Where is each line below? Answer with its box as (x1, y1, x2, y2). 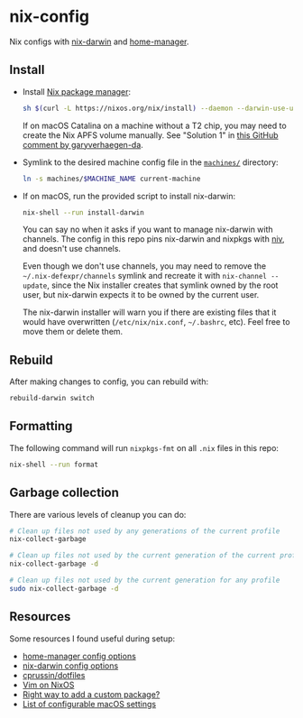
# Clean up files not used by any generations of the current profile (9, 526, 280, 536)
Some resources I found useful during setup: (9, 633, 176, 644)
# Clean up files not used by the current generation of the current (9, 551, 277, 560)
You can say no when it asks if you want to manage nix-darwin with (22, 224, 273, 235)
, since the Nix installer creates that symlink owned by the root (46, 280, 279, 290)
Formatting (9, 419, 73, 434)
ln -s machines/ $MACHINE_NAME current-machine (22, 174, 201, 183)
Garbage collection (9, 485, 120, 501)
